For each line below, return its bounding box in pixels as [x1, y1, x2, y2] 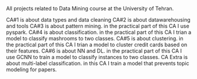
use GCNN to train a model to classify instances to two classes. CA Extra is [6, 54, 188, 60]
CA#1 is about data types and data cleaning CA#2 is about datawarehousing [6, 16, 191, 23]
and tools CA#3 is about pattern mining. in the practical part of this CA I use [6, 23, 189, 29]
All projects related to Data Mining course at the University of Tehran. [6, 5, 174, 12]
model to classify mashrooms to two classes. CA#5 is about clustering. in [6, 35, 183, 42]
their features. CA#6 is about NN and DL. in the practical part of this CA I [6, 47, 182, 54]
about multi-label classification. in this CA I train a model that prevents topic [6, 60, 189, 67]
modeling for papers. [6, 66, 57, 73]
